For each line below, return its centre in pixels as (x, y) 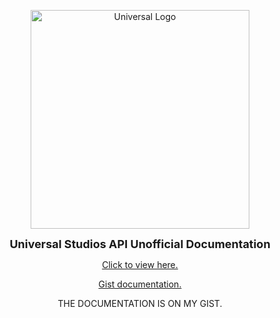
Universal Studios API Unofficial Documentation (140, 244)
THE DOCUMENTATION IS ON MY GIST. (140, 303)
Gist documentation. (140, 284)
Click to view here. (140, 264)
